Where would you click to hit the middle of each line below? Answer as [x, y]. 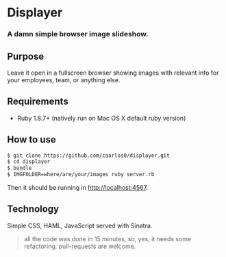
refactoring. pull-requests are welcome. [80, 246]
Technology [33, 209]
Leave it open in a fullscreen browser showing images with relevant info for [113, 73]
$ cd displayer [29, 162]
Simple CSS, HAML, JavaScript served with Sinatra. [80, 225]
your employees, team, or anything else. [64, 79]
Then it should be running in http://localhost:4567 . [78, 188]
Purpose [26, 56]
